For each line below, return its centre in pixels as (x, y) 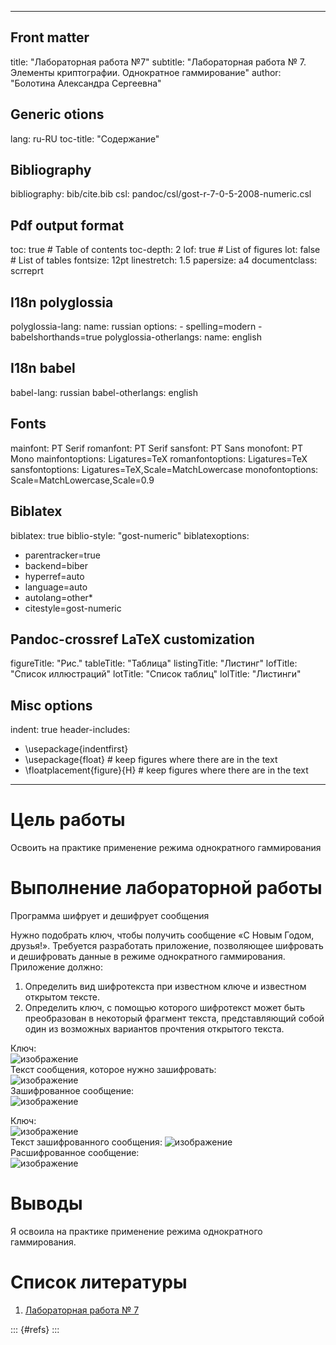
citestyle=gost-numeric (73, 608)
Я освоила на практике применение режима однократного (136, 1231)
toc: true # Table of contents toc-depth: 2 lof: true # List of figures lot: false (165, 250)
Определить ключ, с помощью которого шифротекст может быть (164, 1007)
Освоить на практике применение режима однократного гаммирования (166, 848)
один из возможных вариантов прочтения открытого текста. (154, 1029)
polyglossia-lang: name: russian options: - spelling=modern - (136, 327)
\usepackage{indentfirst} (76, 749)
